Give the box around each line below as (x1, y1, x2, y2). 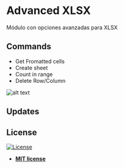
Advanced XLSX (6, 4, 92, 18)
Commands (6, 41, 52, 52)
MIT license (15, 155, 46, 162)
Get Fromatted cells (15, 57, 65, 65)
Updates (6, 107, 40, 117)
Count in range (15, 71, 53, 78)
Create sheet (15, 64, 48, 71)
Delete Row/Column (15, 77, 66, 84)
